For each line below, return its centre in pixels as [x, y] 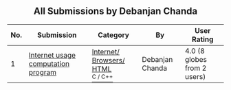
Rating [202, 39]
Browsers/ [108, 60]
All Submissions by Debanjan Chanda [115, 11]
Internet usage [52, 55]
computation [49, 63]
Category [113, 35]
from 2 [196, 68]
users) [195, 76]
